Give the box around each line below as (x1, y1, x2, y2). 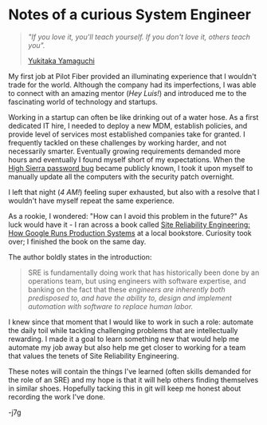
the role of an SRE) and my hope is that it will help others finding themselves (8, 375, 259, 384)
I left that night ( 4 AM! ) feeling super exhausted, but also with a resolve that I (8, 187, 260, 197)
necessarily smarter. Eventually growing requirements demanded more (8, 146, 241, 156)
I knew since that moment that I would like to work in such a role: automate (8, 317, 253, 327)
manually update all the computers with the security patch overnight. (8, 172, 234, 181)
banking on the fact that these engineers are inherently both (27, 284, 226, 294)
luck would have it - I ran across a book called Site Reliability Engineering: (8, 220, 251, 229)
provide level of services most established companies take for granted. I (8, 129, 245, 139)
